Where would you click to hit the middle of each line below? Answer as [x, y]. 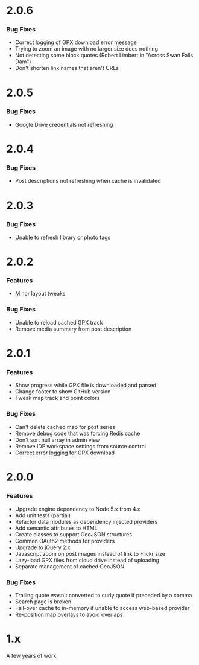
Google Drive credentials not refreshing [64, 124]
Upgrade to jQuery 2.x [43, 547]
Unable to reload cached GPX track [59, 322]
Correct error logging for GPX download [65, 453]
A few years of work [31, 656]
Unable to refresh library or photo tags [63, 237]
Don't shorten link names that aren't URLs [67, 68]
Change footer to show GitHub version [63, 392]
